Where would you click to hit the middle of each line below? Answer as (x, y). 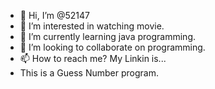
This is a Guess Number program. (89, 73)
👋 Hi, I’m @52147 (55, 15)
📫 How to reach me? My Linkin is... (93, 58)
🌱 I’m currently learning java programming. (107, 36)
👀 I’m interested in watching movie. (92, 26)
